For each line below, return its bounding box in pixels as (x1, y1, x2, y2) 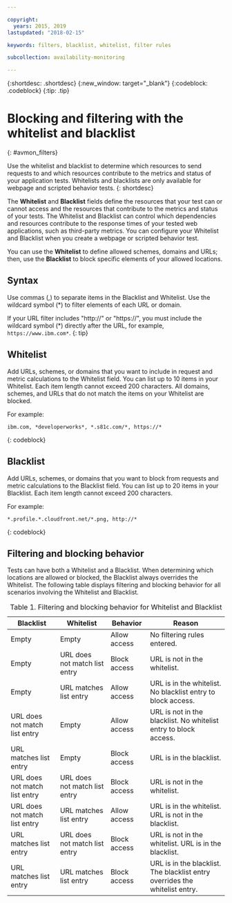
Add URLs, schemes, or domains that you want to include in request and (7, 367, 213, 375)
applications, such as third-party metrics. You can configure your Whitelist (7, 226, 219, 235)
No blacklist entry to (149, 687, 215, 697)
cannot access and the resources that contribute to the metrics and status (7, 205, 218, 213)
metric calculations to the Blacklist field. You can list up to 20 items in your (7, 481, 219, 490)
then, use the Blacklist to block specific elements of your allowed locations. (7, 255, 223, 263)
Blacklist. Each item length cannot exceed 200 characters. (7, 489, 173, 497)
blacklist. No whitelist (149, 716, 219, 726)
